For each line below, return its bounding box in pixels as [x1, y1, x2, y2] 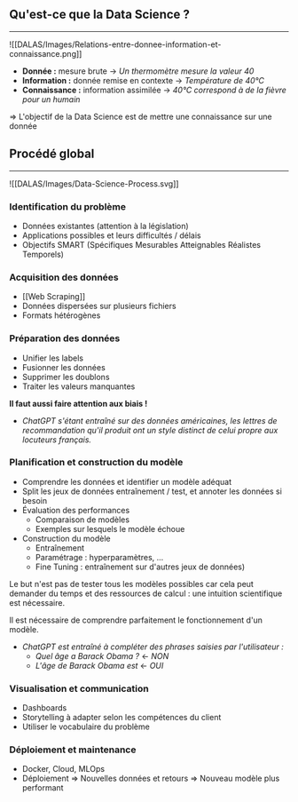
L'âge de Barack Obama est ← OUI [35, 660, 164, 671]
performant [21, 782, 64, 793]
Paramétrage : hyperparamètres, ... [35, 552, 164, 562]
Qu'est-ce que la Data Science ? [9, 7, 191, 22]
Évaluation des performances [21, 504, 130, 515]
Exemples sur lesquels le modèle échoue [35, 523, 185, 534]
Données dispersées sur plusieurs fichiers [21, 301, 176, 312]
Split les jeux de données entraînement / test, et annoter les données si [21, 486, 282, 496]
